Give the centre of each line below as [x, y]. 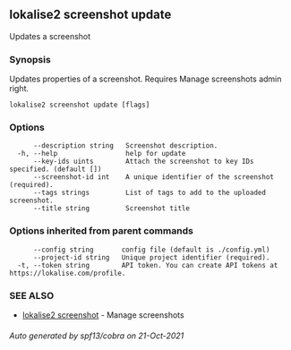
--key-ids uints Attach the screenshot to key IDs [143, 162]
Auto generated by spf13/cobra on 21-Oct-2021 [97, 336]
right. [19, 89]
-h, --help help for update [102, 154]
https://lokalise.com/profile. [68, 273]
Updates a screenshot [50, 36]
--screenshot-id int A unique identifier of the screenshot [154, 177]
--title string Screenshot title [111, 209]
